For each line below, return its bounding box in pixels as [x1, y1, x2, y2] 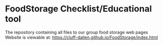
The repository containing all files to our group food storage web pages [5, 29, 148, 35]
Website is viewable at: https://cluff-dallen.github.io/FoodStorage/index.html [5, 34, 158, 40]
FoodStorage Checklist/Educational [5, 3, 152, 14]
